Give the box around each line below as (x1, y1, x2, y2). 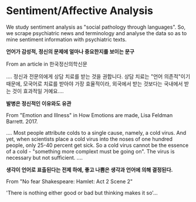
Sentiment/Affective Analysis (6, 4, 154, 18)
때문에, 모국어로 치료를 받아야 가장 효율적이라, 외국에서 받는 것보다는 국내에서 (6, 80, 183, 87)
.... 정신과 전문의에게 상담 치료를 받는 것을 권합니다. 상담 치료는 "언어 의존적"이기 (6, 73, 191, 80)
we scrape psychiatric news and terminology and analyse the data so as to (6, 29, 187, 36)
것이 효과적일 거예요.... (12, 87, 64, 94)
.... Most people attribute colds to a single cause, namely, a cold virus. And (6, 129, 187, 136)
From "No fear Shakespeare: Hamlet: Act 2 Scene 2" (6, 177, 133, 185)
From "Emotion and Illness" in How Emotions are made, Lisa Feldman (6, 111, 173, 118)
